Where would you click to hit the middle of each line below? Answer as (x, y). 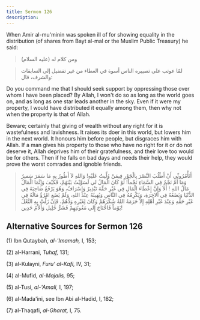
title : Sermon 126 (29, 12)
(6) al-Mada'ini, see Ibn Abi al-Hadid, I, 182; (60, 299)
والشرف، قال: (37, 77)
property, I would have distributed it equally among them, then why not (94, 107)
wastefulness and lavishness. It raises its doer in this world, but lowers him (98, 132)
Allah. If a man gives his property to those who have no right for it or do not (99, 145)
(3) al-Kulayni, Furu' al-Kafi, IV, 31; (49, 264)
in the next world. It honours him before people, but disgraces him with (94, 138)
